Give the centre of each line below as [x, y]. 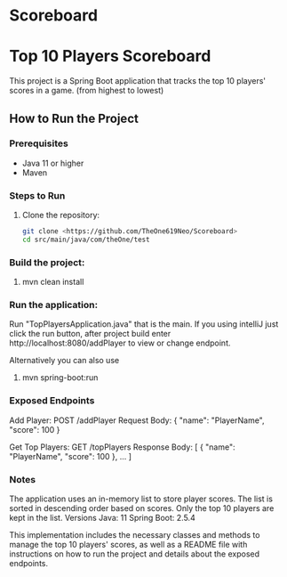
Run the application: [54, 305]
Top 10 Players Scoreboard [110, 57]
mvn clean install [53, 282]
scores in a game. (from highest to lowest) [87, 91]
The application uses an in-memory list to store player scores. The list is [141, 499]
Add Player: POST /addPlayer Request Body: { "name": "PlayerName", [137, 420]
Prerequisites [39, 143]
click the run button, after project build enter [90, 334]
